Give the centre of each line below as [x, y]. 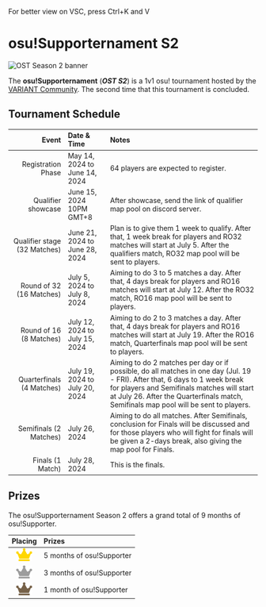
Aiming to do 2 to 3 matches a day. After [175, 317]
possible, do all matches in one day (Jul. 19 [180, 371]
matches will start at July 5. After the [169, 245]
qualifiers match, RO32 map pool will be [175, 254]
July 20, [81, 387]
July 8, [79, 294]
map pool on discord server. [156, 209]
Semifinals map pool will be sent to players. [180, 405]
